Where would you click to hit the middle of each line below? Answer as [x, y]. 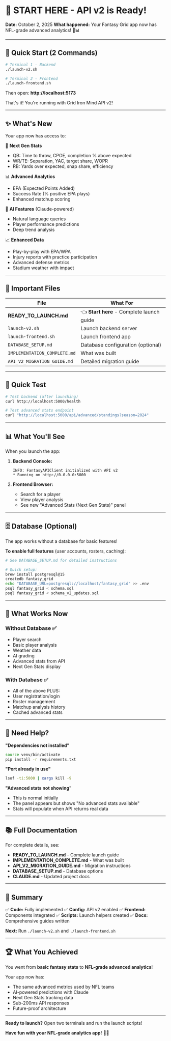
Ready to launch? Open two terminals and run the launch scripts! [74, 1023]
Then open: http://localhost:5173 [41, 93]
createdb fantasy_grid [29, 579]
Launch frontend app [106, 336]
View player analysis [42, 500]
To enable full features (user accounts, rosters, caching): [66, 551]
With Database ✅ [27, 680]
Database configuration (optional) [121, 344]
